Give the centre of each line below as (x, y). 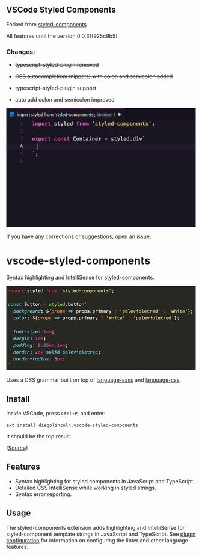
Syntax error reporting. (43, 494)
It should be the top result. (39, 436)
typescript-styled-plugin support (56, 88)
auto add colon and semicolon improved (65, 100)
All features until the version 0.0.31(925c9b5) (62, 36)
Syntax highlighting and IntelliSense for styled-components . (80, 277)
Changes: (21, 52)
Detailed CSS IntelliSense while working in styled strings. (85, 488)
